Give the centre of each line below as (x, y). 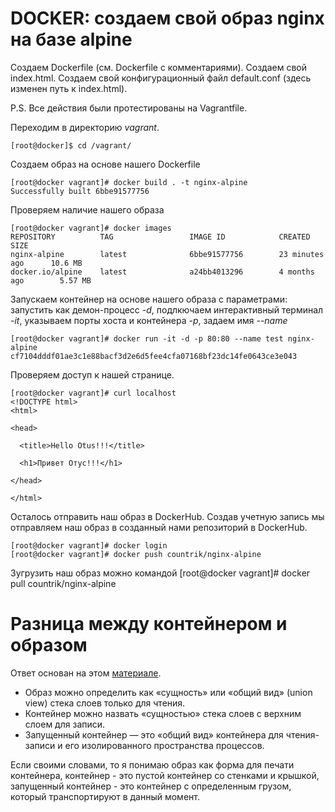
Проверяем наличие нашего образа (87, 209)
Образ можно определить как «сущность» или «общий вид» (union (168, 692)
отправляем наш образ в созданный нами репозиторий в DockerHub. (159, 527)
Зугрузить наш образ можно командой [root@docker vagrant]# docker (160, 573)
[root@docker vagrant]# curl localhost (93, 393)
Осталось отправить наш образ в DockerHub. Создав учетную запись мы (167, 516)
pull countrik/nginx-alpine (63, 583)
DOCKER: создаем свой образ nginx (167, 18)
